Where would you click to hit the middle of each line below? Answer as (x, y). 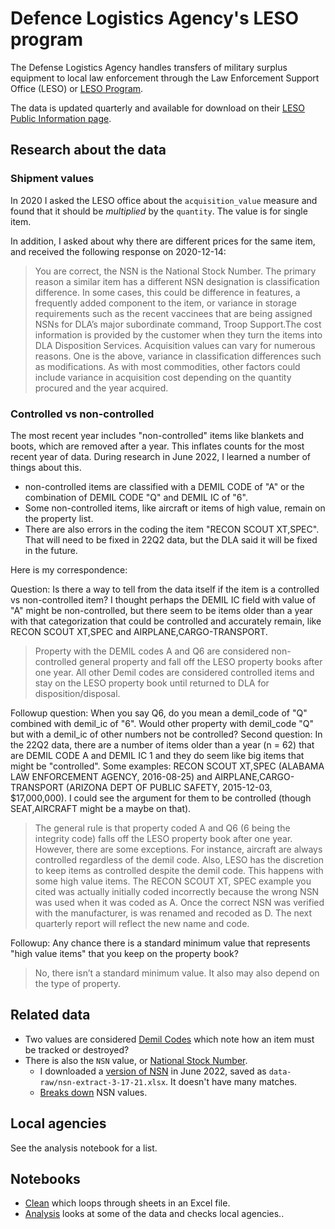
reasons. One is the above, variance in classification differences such (178, 356)
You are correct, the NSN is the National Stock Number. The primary (175, 271)
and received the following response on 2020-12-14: (118, 251)
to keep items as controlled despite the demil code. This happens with (179, 870)
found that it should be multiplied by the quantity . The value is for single (159, 211)
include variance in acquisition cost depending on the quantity (163, 377)
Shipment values (52, 179)
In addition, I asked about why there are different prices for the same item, (163, 241)
